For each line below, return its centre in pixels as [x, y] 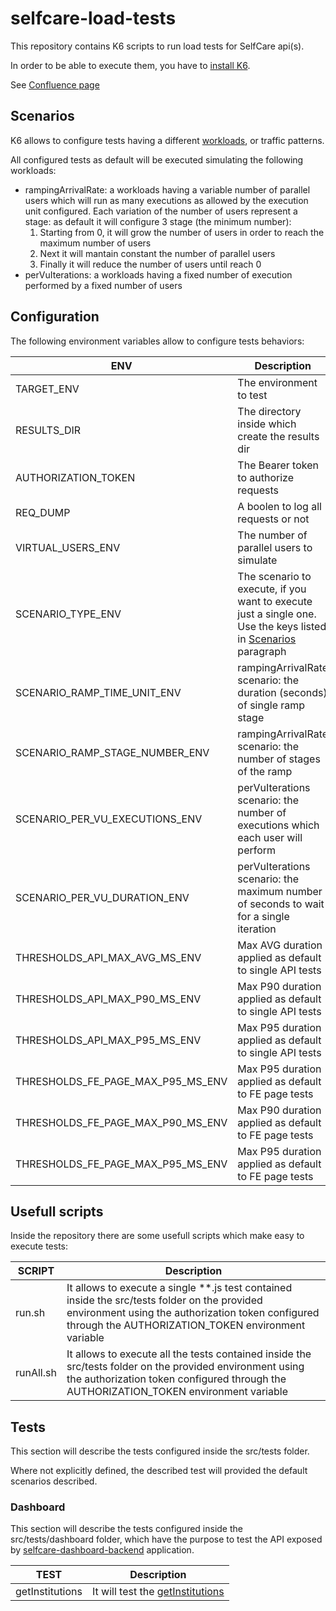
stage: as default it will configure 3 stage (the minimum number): [158, 221]
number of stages [279, 759]
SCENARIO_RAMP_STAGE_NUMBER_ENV [112, 752]
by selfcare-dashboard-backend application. [102, 1550]
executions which [278, 825]
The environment [277, 382]
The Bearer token [278, 465]
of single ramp [271, 705]
